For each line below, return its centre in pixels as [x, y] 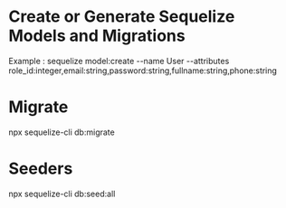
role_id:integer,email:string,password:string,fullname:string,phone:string [143, 71]
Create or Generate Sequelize [122, 17]
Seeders [41, 169]
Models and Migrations [97, 36]
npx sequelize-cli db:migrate [62, 132]
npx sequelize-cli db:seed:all [62, 194]
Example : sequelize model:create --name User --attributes [119, 61]
